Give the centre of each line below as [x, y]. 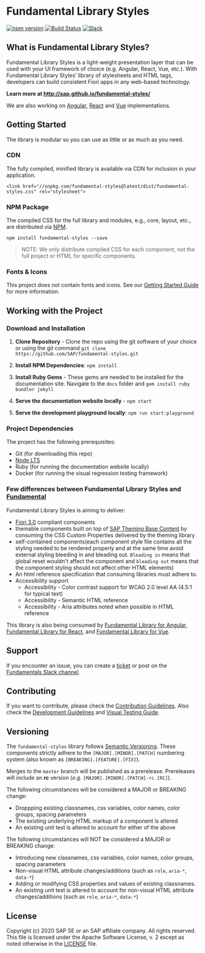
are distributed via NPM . [37, 227]
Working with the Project [55, 311]
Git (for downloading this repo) [54, 454]
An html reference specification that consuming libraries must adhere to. [106, 574]
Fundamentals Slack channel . [43, 672]
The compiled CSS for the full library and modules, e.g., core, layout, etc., [99, 220]
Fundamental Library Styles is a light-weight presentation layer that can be [100, 62]
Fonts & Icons [27, 272]
